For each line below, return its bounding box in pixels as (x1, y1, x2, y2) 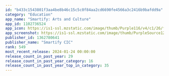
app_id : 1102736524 (5, 21, 46, 26)
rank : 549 (5, 44, 26, 49)
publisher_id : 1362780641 (5, 35, 59, 40)
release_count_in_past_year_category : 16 (5, 58, 94, 63)
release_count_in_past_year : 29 (5, 53, 73, 59)
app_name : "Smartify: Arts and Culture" (5, 16, 92, 21)
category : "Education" (5, 12, 53, 17)
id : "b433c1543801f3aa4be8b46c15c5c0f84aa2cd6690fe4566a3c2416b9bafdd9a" (5, 7, 163, 12)
